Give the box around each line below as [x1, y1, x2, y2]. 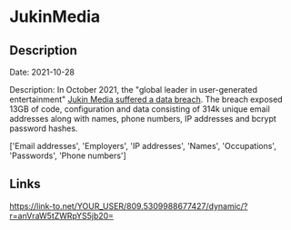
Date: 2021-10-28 [9, 66, 75, 77]
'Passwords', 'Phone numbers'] [9, 150, 127, 161]
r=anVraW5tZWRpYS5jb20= [9, 210, 115, 221]
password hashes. [9, 123, 78, 134]
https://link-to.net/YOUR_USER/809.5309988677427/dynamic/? [9, 200, 248, 211]
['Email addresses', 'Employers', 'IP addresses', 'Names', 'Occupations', [9, 141, 277, 151]
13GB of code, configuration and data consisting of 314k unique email [9, 104, 270, 115]
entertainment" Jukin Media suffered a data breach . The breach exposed [9, 94, 284, 105]
